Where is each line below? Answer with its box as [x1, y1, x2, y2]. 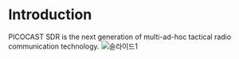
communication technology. [8, 41, 100, 51]
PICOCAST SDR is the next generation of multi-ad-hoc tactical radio [8, 32, 232, 41]
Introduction [8, 6, 92, 24]
